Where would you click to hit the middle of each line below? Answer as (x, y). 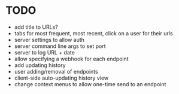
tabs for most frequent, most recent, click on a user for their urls (93, 33)
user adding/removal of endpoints (56, 71)
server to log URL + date (45, 52)
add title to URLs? (36, 27)
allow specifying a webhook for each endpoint (72, 59)
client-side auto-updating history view (61, 78)
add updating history (40, 65)
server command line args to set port (60, 46)
